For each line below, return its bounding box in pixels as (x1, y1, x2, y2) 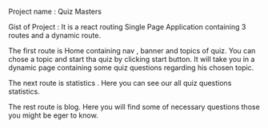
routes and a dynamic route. (8, 31, 102, 40)
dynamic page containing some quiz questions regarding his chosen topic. (8, 63, 254, 72)
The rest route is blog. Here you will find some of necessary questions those (8, 103, 260, 111)
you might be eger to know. (8, 111, 98, 120)
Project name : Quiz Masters (8, 7, 102, 16)
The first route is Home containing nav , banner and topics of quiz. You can (8, 46, 256, 55)
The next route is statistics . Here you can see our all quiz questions (8, 79, 232, 87)
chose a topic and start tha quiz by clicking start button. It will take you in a (8, 55, 255, 64)
